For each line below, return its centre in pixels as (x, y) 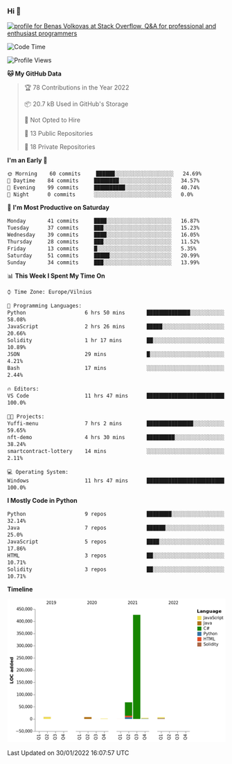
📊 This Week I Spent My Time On (56, 276)
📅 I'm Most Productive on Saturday (58, 208)
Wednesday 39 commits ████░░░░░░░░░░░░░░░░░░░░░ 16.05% (103, 235)
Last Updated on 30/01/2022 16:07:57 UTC (68, 753)
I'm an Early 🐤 (27, 160)
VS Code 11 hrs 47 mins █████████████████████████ (116, 396)
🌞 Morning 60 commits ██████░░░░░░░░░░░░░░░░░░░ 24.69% (105, 174)
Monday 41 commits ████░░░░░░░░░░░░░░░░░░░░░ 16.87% (103, 221)
